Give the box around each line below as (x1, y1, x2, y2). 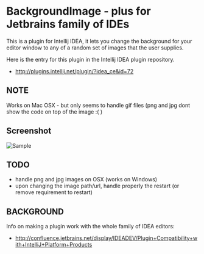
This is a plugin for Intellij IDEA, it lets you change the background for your (6, 37, 192, 45)
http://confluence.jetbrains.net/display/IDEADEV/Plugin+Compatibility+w (15, 234, 198, 242)
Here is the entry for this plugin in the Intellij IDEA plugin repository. (6, 56, 175, 63)
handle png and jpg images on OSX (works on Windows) (15, 176, 157, 183)
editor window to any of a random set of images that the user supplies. (6, 44, 184, 51)
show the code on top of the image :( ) (6, 108, 103, 115)
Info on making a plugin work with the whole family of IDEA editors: (6, 223, 175, 230)
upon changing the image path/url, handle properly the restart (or (15, 182, 180, 190)
